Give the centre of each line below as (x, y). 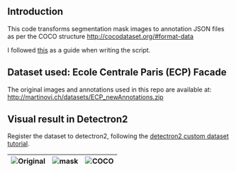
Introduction (35, 12)
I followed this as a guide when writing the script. (79, 50)
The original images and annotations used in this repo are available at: (109, 89)
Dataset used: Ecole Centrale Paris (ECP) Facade (117, 73)
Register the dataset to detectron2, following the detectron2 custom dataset (118, 136)
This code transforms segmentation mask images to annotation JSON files (116, 28)
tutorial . (18, 144)
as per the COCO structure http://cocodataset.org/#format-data (100, 36)
